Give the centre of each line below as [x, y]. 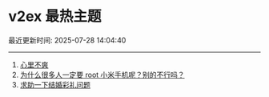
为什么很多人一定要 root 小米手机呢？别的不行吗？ [102, 75]
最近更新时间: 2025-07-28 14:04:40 [67, 40]
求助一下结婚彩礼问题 [55, 84]
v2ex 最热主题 [55, 16]
